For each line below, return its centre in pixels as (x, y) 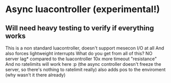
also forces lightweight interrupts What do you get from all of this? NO (79, 53)
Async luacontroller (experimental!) (83, 9)
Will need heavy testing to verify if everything (80, 28)
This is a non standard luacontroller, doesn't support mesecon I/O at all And (85, 48)
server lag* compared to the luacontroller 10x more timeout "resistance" (81, 59)
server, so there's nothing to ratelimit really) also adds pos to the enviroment (86, 70)
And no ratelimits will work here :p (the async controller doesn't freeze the (83, 64)
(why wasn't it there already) (35, 75)
